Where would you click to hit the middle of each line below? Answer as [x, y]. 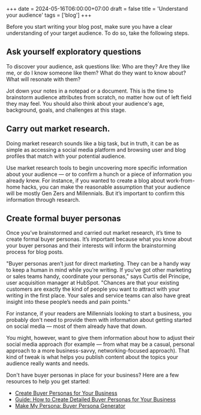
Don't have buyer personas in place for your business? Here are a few [93, 375]
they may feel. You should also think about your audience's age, [85, 103]
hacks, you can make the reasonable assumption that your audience [106, 187]
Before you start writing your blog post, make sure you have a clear [89, 27]
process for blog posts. [35, 252]
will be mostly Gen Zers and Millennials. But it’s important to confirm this [95, 193]
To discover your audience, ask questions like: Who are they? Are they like [98, 66]
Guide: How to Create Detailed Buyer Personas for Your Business [95, 399]
